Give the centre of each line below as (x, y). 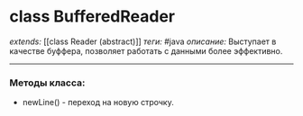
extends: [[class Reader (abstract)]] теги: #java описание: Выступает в (143, 41)
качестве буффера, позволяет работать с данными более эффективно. (146, 50)
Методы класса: (47, 83)
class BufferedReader (92, 17)
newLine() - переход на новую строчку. (98, 103)
